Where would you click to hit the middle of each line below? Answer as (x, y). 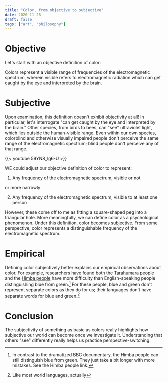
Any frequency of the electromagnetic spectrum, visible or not (76, 178)
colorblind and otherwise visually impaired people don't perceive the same (82, 138)
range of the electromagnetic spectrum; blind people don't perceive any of (82, 144)
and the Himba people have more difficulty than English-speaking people (80, 278)
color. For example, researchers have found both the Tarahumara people (80, 273)
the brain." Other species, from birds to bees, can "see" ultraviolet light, (79, 128)
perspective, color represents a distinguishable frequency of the (71, 228)
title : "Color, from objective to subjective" (54, 10)
